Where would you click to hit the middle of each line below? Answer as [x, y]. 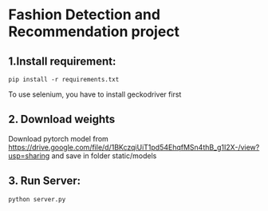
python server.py [37, 199]
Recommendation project [94, 32]
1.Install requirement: [62, 61]
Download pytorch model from [59, 138]
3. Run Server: [45, 181]
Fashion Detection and [85, 15]
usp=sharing [29, 155]
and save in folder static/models [104, 155]
